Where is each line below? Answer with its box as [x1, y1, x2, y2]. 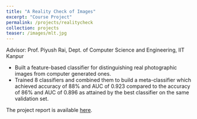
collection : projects [6, 25, 59, 31]
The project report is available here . [6, 107, 93, 114]
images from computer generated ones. [14, 70, 112, 77]
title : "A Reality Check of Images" [6, 8, 96, 15]
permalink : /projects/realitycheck [6, 19, 94, 25]
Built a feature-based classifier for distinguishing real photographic [14, 64, 178, 71]
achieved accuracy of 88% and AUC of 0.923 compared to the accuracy [14, 83, 191, 90]
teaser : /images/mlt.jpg [6, 30, 67, 36]
